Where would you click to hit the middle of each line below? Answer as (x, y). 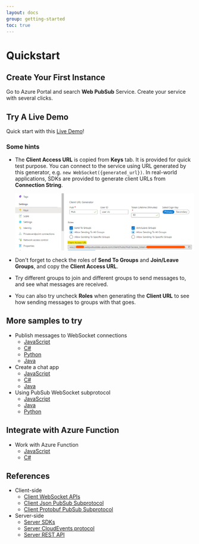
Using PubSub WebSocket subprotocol (63, 392)
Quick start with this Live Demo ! (45, 131)
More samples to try (44, 321)
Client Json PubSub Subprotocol (64, 503)
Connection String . (39, 185)
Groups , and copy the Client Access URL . (66, 266)
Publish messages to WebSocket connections (71, 335)
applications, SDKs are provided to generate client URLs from (90, 179)
